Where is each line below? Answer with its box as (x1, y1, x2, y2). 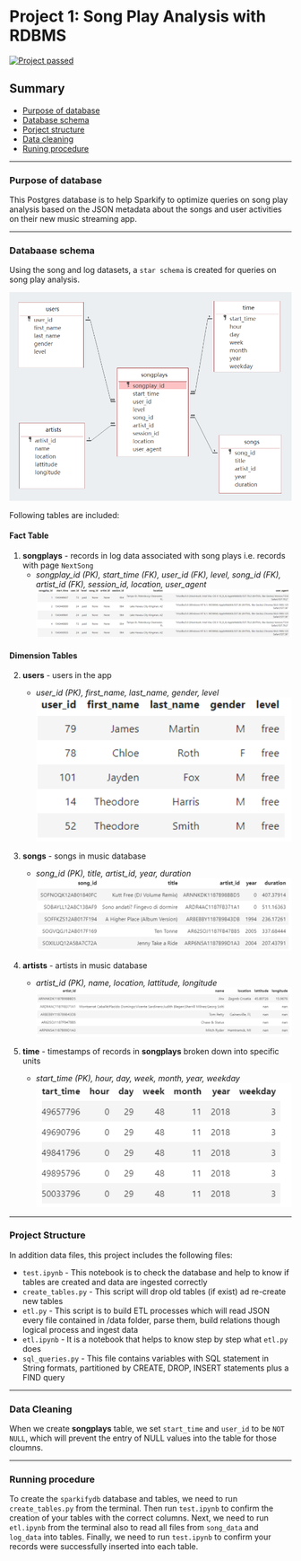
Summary (9, 81, 65, 96)
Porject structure (21, 124, 85, 135)
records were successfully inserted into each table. (9, 1541, 199, 1552)
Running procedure (9, 1473, 96, 1486)
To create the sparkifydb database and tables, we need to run (9, 1494, 238, 1504)
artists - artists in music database (21, 960, 148, 971)
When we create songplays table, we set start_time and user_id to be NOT (9, 1424, 285, 1434)
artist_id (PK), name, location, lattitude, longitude (35, 977, 218, 989)
